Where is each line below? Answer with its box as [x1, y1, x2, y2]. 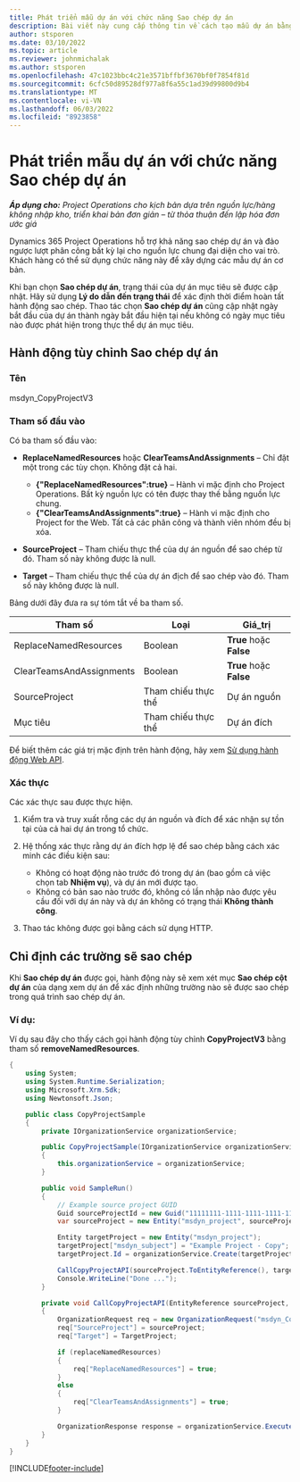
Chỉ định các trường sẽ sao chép [9, 948, 193, 964]
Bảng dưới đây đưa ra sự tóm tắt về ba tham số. [9, 597, 184, 608]
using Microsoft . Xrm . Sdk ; [25, 1086, 122, 1095]
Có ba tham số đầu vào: [9, 435, 97, 446]
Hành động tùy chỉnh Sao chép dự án [9, 346, 219, 361]
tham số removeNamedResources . [9, 1044, 140, 1054]
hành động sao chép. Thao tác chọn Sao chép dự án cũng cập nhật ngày [9, 301, 279, 312]
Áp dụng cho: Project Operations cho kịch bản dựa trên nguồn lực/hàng [9, 200, 276, 211]
